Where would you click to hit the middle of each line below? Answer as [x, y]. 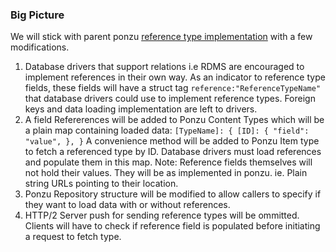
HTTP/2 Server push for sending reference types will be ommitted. [162, 215]
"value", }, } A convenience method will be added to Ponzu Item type [172, 141]
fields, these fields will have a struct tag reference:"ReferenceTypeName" [173, 88]
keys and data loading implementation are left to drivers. [141, 109]
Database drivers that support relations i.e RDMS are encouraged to [164, 67]
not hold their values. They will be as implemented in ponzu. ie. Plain [166, 173]
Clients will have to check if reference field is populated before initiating [172, 226]
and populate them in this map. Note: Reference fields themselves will [168, 162]
